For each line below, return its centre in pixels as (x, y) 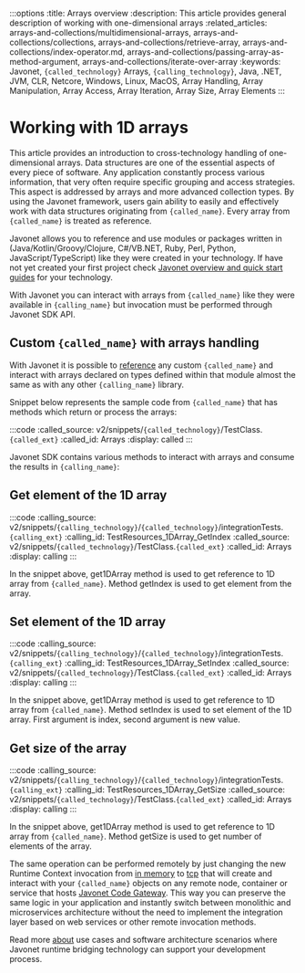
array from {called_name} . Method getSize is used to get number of (136, 837)
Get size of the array (68, 748)
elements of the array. (51, 846)
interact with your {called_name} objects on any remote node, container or (149, 884)
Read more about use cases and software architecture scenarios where (143, 940)
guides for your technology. (61, 277)
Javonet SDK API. (42, 314)
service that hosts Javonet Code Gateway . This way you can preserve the (148, 893)
